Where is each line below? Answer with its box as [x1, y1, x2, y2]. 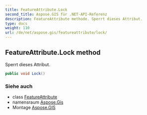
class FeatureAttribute [12, 94, 58, 100]
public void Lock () [5, 71, 46, 76]
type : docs [5, 21, 28, 26]
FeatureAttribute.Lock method [5, 48, 101, 57]
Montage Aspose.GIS [12, 104, 56, 110]
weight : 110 [5, 26, 30, 31]
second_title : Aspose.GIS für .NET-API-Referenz [5, 12, 107, 17]
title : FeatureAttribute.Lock [5, 7, 68, 12]
